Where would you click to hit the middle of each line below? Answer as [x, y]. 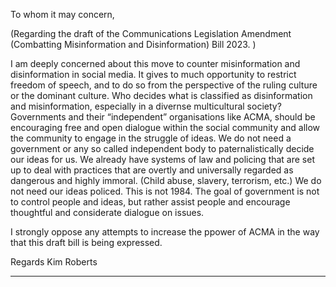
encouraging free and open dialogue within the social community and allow [165, 127]
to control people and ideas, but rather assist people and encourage [150, 202]
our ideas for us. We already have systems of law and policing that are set [162, 159]
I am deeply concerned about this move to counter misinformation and [155, 63]
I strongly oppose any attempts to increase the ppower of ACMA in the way [165, 232]
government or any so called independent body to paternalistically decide [162, 148]
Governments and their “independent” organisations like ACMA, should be [163, 117]
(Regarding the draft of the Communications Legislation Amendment [151, 33]
